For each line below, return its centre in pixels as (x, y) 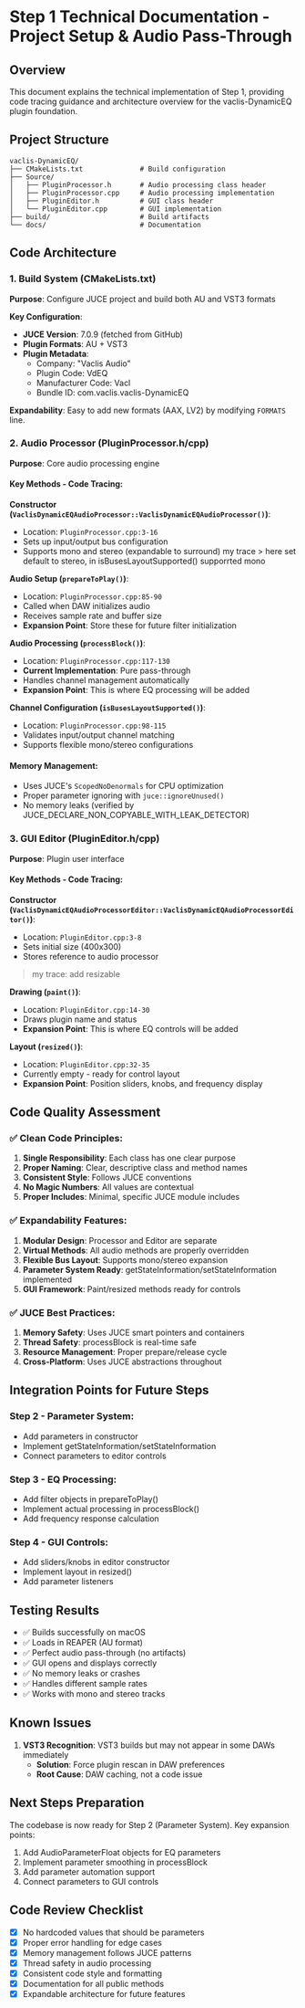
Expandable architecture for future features (104, 1993)
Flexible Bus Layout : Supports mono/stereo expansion (125, 1260)
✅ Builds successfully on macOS (84, 1633)
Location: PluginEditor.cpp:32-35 (86, 1064)
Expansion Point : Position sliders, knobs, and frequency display (142, 1083)
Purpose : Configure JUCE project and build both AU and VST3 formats (142, 299)
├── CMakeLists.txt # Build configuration (117, 169)
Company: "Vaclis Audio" (84, 363)
